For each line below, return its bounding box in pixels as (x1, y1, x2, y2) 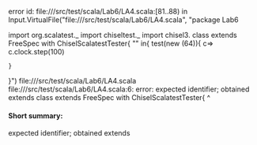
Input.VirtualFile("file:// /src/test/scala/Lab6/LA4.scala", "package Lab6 (8, 15, 239, 24)
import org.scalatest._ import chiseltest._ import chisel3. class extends (8, 31, 237, 39)
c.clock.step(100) (8, 47, 65, 56)
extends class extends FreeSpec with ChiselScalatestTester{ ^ (8, 93, 211, 102)
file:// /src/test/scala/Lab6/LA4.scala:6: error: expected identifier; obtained (8, 84, 250, 94)
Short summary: (8, 110, 63, 121)
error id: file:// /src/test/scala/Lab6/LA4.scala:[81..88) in (8, 7, 188, 16)
